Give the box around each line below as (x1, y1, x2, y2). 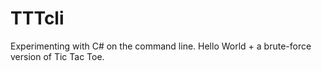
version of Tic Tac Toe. (10, 50, 105, 62)
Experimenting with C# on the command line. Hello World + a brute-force (10, 40, 312, 52)
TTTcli (10, 7, 65, 30)
